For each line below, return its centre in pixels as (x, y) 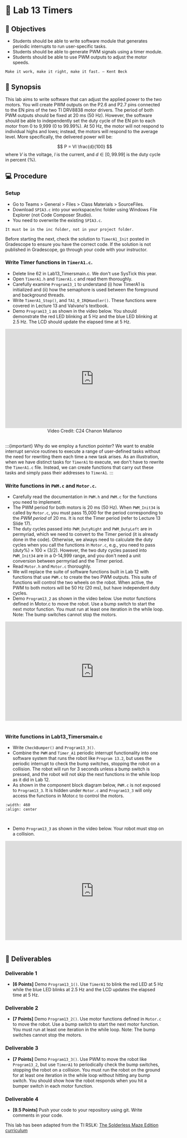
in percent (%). (21, 160)
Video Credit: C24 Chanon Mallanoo (85, 431)
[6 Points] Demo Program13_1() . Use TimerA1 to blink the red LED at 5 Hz (88, 984)
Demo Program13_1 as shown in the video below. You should (75, 311)
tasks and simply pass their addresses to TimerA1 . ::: (59, 472)
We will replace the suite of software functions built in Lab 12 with (81, 572)
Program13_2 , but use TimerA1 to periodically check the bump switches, (86, 1064)
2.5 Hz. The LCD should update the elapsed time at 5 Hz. (72, 322)
